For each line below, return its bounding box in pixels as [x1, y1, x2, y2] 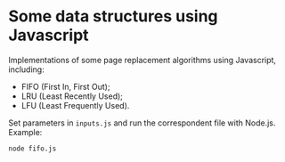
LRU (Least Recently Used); [20, 91, 124, 101]
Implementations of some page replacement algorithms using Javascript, [8, 54, 277, 65]
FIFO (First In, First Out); [20, 81, 110, 92]
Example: [8, 126, 43, 137]
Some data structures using [8, 6, 219, 27]
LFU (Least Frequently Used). [20, 100, 130, 110]
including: [8, 64, 45, 75]
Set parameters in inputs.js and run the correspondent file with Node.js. [8, 117, 276, 128]
